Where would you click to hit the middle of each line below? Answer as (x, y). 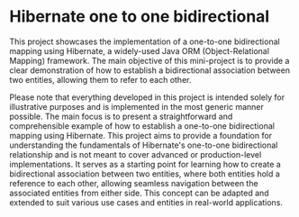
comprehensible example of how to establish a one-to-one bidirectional (142, 126)
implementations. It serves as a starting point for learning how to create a (145, 164)
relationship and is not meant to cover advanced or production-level (136, 154)
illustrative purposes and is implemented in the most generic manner (136, 106)
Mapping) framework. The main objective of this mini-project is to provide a (149, 60)
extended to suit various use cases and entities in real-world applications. (146, 202)
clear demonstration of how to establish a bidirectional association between (150, 70)
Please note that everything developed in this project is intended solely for (147, 97)
